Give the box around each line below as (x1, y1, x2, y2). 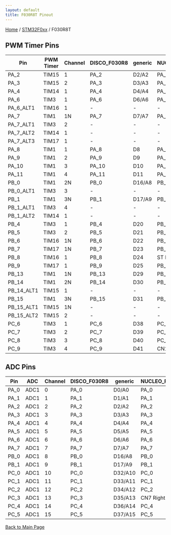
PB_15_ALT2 (8, 312, 39, 319)
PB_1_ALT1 (8, 204, 35, 211)
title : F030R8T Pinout (5, 12, 53, 17)
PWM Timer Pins (5, 41, 60, 50)
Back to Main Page (5, 524, 45, 530)
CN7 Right (140, 494, 165, 501)
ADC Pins (5, 362, 36, 371)
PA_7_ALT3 (8, 137, 35, 145)
